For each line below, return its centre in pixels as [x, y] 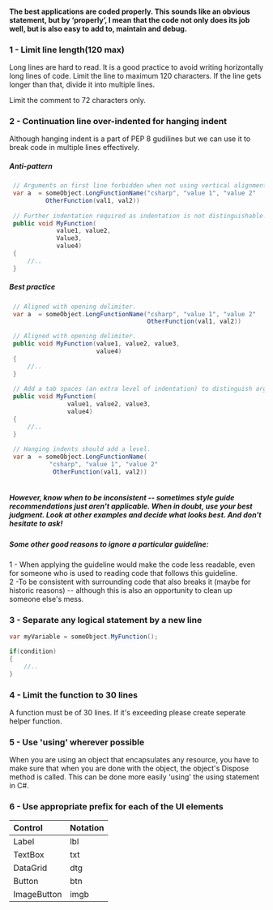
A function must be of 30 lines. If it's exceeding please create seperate [128, 713]
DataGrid [30, 868]
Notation [87, 827]
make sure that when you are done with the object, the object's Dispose [129, 768]
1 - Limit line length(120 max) [67, 49]
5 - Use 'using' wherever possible [77, 742]
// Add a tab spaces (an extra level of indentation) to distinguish [132, 389]
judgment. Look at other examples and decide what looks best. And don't [135, 515]
